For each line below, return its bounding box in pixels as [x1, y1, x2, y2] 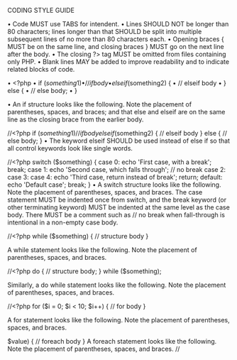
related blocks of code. [7, 65, 75, 73]
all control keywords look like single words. [7, 144, 133, 152]
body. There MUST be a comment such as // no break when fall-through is [7, 211, 226, 219]
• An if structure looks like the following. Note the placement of [7, 100, 192, 109]
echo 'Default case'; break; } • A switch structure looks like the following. [7, 180, 221, 189]
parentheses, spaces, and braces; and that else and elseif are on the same [7, 108, 226, 116]
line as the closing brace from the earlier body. [7, 115, 144, 124]
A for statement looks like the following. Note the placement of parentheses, [7, 316, 231, 324]
